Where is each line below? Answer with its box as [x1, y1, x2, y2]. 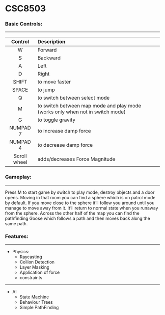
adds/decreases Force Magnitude [37, 156, 115, 162]
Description [37, 38, 66, 45]
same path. [5, 220, 28, 226]
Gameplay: [5, 174, 32, 181]
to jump [37, 86, 55, 93]
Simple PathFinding [19, 305, 59, 311]
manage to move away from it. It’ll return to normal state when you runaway [5, 205, 158, 211]
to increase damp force [37, 128, 91, 134]
